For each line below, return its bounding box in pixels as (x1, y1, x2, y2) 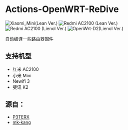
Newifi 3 (12, 78, 30, 84)
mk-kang (12, 119, 31, 125)
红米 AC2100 (12, 66, 39, 72)
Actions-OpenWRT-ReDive (5, 4, 119, 15)
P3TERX (12, 114, 30, 120)
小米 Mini (12, 72, 31, 78)
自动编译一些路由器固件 (5, 36, 53, 42)
